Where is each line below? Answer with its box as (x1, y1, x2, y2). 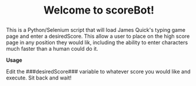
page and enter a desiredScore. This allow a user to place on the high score (6, 33, 190, 40)
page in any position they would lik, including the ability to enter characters (6, 39, 188, 46)
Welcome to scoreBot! (43, 4, 155, 17)
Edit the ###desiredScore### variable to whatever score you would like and (6, 68, 191, 75)
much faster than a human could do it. (6, 45, 98, 52)
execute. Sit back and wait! (6, 74, 72, 81)
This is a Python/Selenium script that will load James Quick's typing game (6, 27, 185, 34)
